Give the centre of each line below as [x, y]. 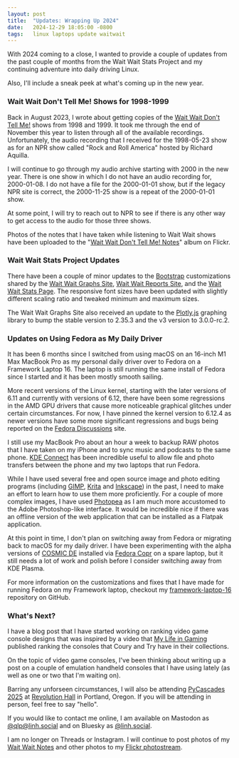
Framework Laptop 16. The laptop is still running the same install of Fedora [116, 369]
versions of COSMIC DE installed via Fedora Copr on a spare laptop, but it [115, 553]
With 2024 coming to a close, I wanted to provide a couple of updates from [117, 54]
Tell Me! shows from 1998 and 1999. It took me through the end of [104, 125]
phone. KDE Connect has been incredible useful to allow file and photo [111, 458]
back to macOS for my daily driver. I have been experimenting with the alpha [119, 546]
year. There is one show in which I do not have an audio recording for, [110, 176]
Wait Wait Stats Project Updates [64, 260]
